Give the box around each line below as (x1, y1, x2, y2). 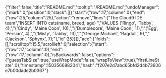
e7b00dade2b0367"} (5, 68, 49, 74)
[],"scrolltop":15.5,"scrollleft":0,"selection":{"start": (5, 41, 108, 47)
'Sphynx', (28, 36, 47, 42)
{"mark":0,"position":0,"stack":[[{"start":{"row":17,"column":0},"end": (5, 9, 145, 15)
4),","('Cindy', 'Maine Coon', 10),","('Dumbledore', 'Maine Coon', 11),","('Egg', (5, 25, 159, 31)
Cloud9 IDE (119, 15, 143, 20)
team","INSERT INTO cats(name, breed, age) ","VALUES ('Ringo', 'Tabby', (5, 20, 154, 26)
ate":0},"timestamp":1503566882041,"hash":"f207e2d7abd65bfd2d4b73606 (5, 62, 161, 68)
